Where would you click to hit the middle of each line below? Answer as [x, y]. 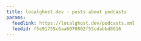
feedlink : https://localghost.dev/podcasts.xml [74, 23]
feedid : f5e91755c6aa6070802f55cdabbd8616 [67, 29]
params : [16, 17]
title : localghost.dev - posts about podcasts [67, 12]
